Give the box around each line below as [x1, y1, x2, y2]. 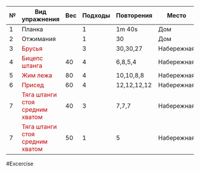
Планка [21, 25, 43, 33]
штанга [21, 62, 43, 70]
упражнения [21, 15, 60, 23]
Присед [21, 81, 45, 89]
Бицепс [21, 54, 43, 62]
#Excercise [6, 160, 34, 167]
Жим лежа [21, 71, 52, 79]
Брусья [21, 45, 43, 52]
